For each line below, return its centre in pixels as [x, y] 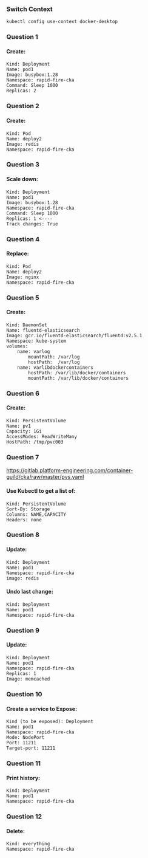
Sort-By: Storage [28, 509]
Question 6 [23, 393]
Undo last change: [30, 592]
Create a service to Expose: [42, 709]
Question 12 [24, 817]
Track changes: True [32, 224]
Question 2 [23, 106]
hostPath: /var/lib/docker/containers [77, 372]
